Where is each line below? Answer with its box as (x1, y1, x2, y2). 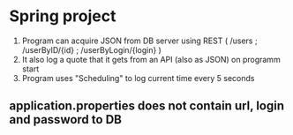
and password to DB (9, 112, 122, 127)
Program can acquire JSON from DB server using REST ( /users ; (21, 35, 258, 46)
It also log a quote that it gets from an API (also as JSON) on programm (21, 54, 281, 64)
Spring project (9, 6, 116, 26)
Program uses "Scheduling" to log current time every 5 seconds (21, 72, 255, 83)
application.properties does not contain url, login (9, 99, 285, 114)
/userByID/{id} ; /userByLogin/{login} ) (21, 44, 162, 55)
